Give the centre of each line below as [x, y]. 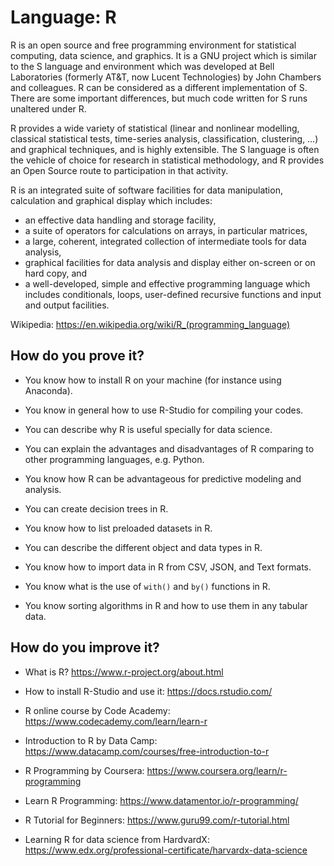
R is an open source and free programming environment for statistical [153, 45]
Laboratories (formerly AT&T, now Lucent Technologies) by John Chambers [166, 77]
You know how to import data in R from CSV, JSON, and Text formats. [168, 567]
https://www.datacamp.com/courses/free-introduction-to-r [147, 751]
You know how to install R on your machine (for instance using [153, 380]
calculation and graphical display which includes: [111, 200]
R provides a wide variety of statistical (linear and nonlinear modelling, [155, 128]
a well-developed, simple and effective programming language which [167, 283]
